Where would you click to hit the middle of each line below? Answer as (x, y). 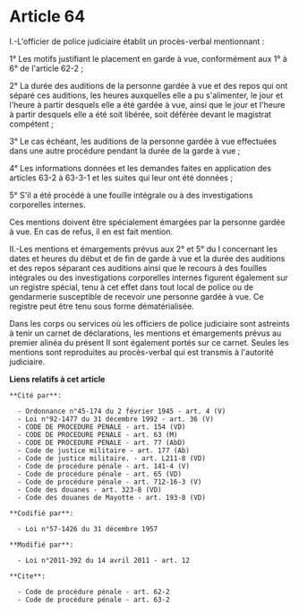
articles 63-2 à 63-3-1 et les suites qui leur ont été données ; (121, 178)
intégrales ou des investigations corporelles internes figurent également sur (149, 277)
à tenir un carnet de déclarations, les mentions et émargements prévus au (145, 333)
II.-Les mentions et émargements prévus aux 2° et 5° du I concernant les (143, 249)
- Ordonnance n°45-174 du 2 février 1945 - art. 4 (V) (122, 411)
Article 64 (47, 17)
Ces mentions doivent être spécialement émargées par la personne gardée (147, 222)
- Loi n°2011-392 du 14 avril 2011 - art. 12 (104, 560)
